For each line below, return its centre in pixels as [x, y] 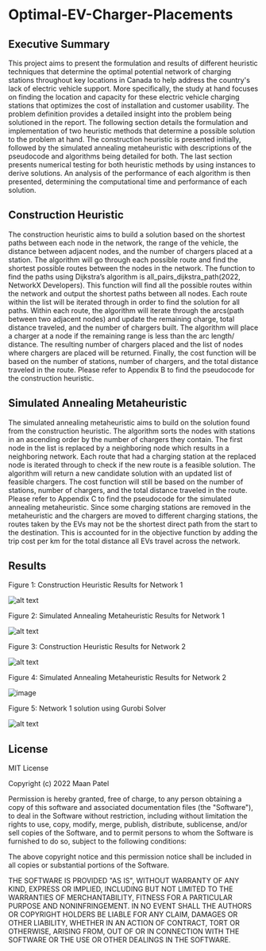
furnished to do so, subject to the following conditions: [97, 841]
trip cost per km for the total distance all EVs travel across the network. [124, 541]
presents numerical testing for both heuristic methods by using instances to [132, 164]
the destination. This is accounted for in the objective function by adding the [133, 532]
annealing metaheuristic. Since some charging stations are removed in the [130, 507]
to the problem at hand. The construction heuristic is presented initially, [125, 139]
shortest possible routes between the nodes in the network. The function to [132, 268]
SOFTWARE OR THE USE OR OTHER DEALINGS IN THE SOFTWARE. [120, 940]
